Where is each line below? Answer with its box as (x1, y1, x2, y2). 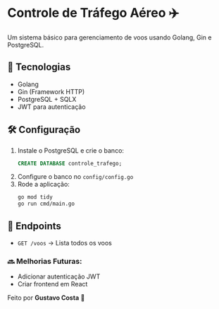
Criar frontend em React (17, 280, 88, 288)
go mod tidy (17, 194, 53, 201)
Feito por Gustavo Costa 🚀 (7, 293, 85, 302)
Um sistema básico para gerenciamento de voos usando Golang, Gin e (7, 33, 212, 42)
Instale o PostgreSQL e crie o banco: (17, 146, 125, 155)
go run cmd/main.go (17, 200, 75, 208)
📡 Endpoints (7, 220, 62, 232)
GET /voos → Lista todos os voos (17, 239, 113, 247)
